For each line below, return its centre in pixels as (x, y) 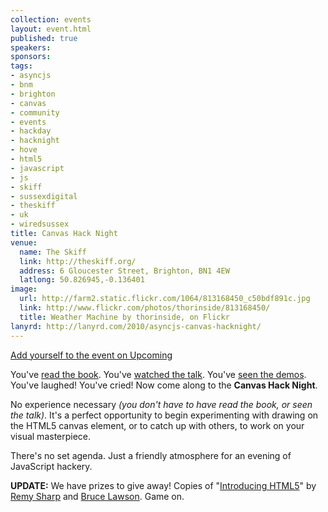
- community (35, 112)
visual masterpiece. (51, 436)
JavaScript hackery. (51, 466)
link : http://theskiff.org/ (78, 261)
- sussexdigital (44, 196)
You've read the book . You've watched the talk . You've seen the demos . (158, 374)
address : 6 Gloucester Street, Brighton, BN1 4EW (124, 271)
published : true (44, 38)
